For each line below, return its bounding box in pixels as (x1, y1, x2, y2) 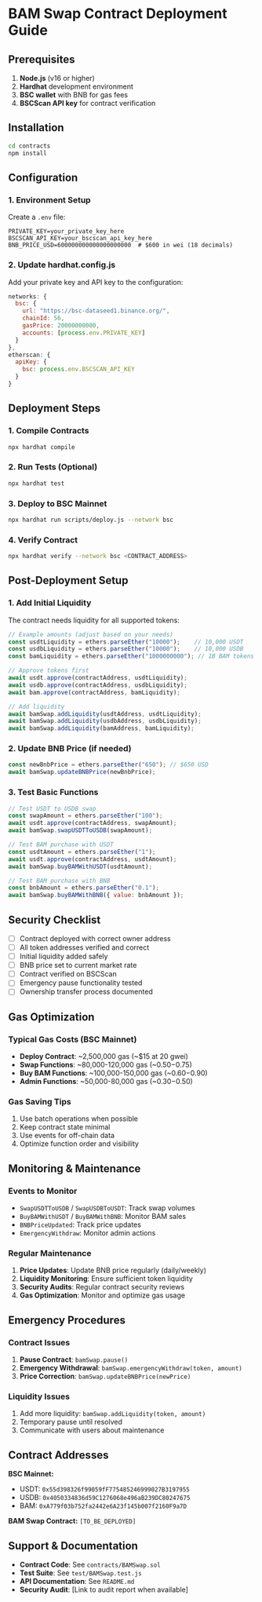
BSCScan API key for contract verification (19, 99, 156, 108)
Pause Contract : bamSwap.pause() (19, 1355, 129, 1364)
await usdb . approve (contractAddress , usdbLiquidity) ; (8, 681, 188, 689)
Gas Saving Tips (8, 1097, 72, 1108)
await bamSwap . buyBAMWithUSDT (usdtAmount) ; (8, 863, 153, 870)
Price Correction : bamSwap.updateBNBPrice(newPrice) (19, 1371, 191, 1381)
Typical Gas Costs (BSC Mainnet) (8, 1034, 137, 1045)
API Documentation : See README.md (19, 1576, 135, 1586)
